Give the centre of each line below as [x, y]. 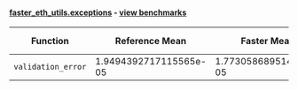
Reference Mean [151, 41]
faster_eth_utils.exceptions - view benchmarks [98, 12]
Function [50, 41]
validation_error [50, 67]
